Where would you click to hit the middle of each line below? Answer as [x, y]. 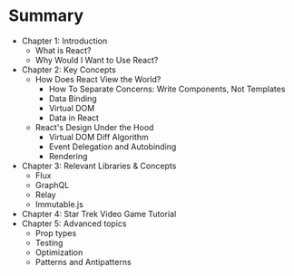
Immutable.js [59, 204]
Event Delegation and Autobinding [113, 147]
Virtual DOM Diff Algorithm [98, 137]
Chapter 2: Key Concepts [69, 70]
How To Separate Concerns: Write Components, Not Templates [167, 89]
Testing [49, 243]
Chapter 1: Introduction [64, 41]
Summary [46, 16]
